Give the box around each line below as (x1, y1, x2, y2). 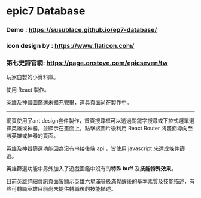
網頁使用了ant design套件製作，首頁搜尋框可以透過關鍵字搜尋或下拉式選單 (6, 117, 190, 124)
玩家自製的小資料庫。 (6, 74, 59, 81)
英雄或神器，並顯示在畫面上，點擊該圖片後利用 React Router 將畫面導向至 (11, 124, 193, 132)
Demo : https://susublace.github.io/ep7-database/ (6, 26, 157, 34)
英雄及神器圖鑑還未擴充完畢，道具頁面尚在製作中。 (6, 99, 132, 106)
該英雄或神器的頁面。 (6, 132, 59, 139)
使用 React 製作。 (6, 86, 50, 93)
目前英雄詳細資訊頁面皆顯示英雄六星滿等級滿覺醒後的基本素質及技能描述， (6, 178, 190, 185)
